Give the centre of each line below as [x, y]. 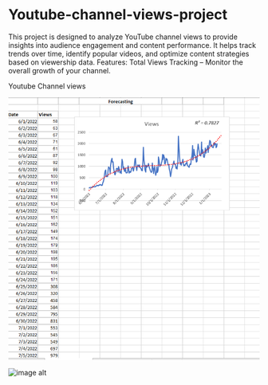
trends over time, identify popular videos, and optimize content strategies [129, 53]
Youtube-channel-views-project [118, 15]
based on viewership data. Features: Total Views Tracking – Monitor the [126, 62]
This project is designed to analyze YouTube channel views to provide [123, 37]
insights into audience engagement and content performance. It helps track [132, 45]
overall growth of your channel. [60, 70]
